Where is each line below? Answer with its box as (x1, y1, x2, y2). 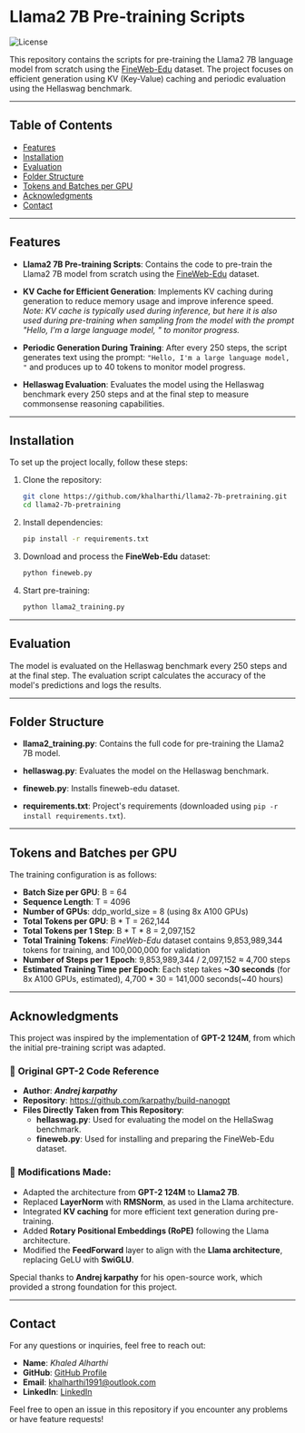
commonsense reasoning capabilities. (22, 398, 165, 409)
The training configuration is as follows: (9, 869, 157, 880)
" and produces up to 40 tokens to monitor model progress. (22, 361, 246, 372)
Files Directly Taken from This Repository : (22, 1104, 184, 1115)
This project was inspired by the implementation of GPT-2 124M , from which (9, 1033, 296, 1043)
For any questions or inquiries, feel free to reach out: (9, 1340, 206, 1351)
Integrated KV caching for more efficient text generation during (22, 1205, 261, 1217)
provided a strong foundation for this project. (9, 1281, 178, 1292)
